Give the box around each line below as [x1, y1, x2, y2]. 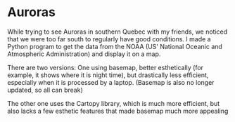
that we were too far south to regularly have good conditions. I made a [7, 34, 211, 43]
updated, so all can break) [7, 86, 83, 94]
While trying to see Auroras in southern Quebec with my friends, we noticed [7, 27, 228, 36]
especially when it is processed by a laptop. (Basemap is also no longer [7, 78, 215, 86]
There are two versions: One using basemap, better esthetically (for [7, 63, 204, 72]
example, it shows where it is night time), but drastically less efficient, [7, 71, 209, 79]
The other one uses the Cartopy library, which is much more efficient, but [7, 99, 220, 107]
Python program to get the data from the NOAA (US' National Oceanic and [7, 42, 223, 50]
